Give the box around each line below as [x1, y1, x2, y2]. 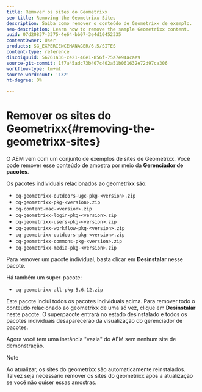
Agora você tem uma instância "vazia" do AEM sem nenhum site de [6, 336, 176, 343]
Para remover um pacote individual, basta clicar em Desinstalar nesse [6, 256, 184, 263]
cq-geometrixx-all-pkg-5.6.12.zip [15, 287, 103, 294]
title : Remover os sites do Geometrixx [6, 9, 108, 15]
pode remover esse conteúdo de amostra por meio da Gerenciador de [6, 161, 184, 169]
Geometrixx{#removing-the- [6, 122, 156, 136]
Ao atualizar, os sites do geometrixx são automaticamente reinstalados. [6, 366, 186, 373]
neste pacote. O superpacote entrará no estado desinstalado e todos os [6, 311, 187, 318]
